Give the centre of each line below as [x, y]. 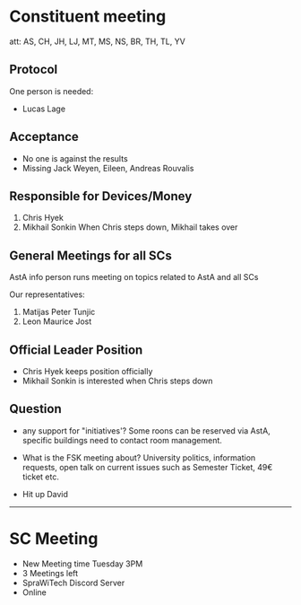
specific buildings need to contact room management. [122, 440]
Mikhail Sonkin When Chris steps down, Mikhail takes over [130, 227]
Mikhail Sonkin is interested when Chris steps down [117, 381]
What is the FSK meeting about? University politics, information [139, 457]
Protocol [34, 70]
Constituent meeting [88, 17]
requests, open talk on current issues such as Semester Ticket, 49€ [147, 467]
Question [35, 409]
